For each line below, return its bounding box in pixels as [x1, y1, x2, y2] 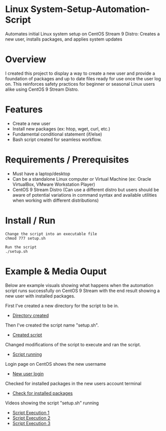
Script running [12, 351, 42, 357]
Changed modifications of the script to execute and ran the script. [5, 341, 141, 347]
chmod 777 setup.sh [5, 236, 46, 241]
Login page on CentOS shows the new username [5, 361, 106, 367]
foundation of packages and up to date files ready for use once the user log [5, 75, 161, 81]
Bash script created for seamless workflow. [12, 136, 102, 142]
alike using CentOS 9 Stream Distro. [5, 86, 79, 92]
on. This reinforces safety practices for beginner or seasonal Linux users [5, 81, 155, 87]
